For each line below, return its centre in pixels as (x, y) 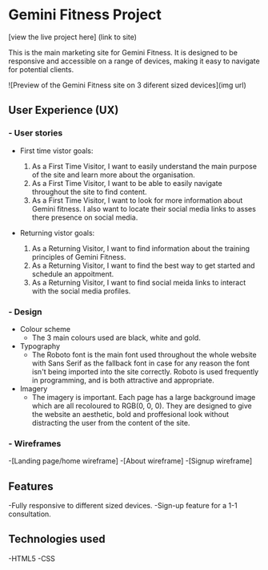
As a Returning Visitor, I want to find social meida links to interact (139, 282)
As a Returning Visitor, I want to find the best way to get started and (143, 265)
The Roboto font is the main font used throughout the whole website (144, 354)
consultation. (30, 514)
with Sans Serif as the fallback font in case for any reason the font (140, 363)
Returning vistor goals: (57, 232)
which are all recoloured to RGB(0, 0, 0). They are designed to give (142, 406)
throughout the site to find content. (89, 192)
